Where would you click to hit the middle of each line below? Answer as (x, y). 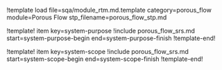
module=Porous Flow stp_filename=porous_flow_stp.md (87, 17)
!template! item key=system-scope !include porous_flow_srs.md (97, 52)
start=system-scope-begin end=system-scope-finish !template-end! (105, 59)
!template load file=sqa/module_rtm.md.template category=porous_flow (109, 10)
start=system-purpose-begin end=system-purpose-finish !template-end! (111, 38)
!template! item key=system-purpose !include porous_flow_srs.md (101, 31)
